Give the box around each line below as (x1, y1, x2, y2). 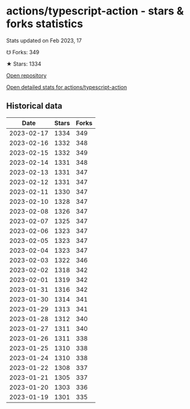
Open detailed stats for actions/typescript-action (6, 83, 127, 91)
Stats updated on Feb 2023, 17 (6, 37, 82, 44)
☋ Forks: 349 (6, 48, 40, 55)
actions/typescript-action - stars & (6, 4, 184, 18)
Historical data (6, 101, 63, 111)
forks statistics (6, 17, 83, 31)
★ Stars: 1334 (6, 60, 41, 67)
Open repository (6, 72, 47, 79)
